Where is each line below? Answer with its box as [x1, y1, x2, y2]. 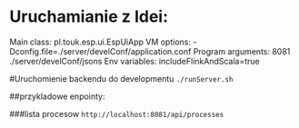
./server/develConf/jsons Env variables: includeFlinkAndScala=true [9, 55, 261, 66]
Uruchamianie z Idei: [9, 6, 169, 27]
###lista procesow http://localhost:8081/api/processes [9, 108, 224, 119]
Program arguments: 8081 [193, 45, 291, 56]
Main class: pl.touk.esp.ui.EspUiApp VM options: [9, 36, 191, 47]
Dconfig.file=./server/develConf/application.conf [9, 45, 192, 56]
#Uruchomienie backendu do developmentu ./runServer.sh [9, 73, 234, 84]
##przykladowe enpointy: [9, 91, 106, 102]
